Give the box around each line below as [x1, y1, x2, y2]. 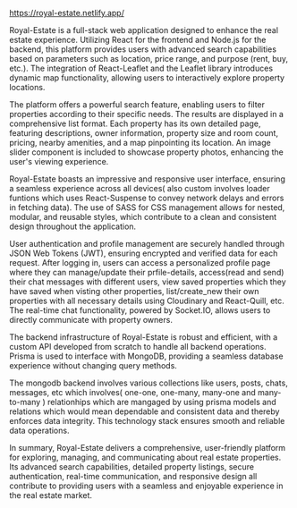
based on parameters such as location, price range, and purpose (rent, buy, [9, 54, 289, 63]
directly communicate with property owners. [9, 315, 173, 325]
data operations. [9, 425, 70, 436]
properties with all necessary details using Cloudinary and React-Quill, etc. [9, 295, 284, 306]
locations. [9, 82, 46, 92]
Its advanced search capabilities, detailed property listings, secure [9, 461, 255, 472]
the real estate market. [9, 490, 92, 500]
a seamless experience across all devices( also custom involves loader [9, 183, 270, 193]
